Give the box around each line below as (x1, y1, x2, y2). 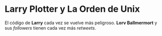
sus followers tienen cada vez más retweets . (4, 25, 96, 31)
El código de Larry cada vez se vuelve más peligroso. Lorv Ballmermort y (4, 20, 157, 26)
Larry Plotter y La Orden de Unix (4, 3, 140, 15)
